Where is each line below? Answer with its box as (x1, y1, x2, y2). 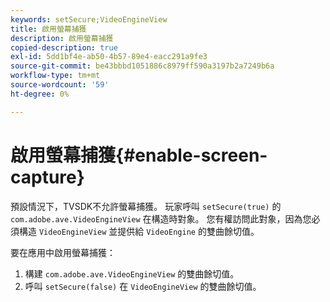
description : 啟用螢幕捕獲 (10, 33, 114, 43)
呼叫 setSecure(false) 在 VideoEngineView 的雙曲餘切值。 (24, 280, 262, 292)
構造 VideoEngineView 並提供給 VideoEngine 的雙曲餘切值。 (18, 225, 260, 237)
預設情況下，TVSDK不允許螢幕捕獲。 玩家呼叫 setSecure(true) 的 (10, 200, 282, 212)
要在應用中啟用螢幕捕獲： (10, 246, 116, 258)
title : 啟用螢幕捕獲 (10, 24, 87, 34)
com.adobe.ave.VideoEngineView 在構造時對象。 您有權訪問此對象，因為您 (10, 212, 312, 225)
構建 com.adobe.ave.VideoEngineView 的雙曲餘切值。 (24, 267, 240, 280)
